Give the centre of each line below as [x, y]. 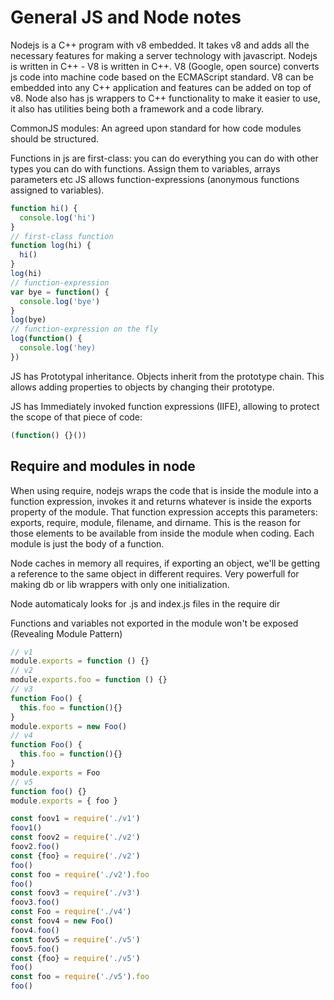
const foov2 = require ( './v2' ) [75, 837]
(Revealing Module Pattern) [66, 633]
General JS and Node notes [126, 17]
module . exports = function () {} [80, 661]
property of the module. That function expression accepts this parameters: [164, 512]
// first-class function [62, 236]
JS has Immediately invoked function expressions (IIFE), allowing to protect [165, 406]
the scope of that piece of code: [76, 417]
